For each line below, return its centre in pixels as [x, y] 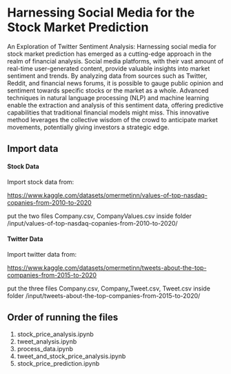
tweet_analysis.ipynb [47, 341]
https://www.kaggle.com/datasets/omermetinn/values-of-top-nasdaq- [108, 195]
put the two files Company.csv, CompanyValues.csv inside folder [99, 216]
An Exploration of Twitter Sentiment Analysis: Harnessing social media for [112, 46]
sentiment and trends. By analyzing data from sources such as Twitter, [107, 76]
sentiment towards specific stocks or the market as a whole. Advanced [108, 90]
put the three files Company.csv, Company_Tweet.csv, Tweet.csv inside [109, 288]
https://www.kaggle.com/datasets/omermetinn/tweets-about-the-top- [107, 268]
